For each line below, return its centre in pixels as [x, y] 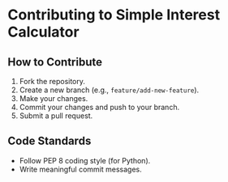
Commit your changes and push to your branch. [99, 107]
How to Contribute [55, 62]
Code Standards [49, 141]
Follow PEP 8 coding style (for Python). [85, 160]
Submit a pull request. [56, 116]
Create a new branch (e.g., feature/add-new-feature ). [109, 90]
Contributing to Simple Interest [114, 15]
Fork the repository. [52, 81]
